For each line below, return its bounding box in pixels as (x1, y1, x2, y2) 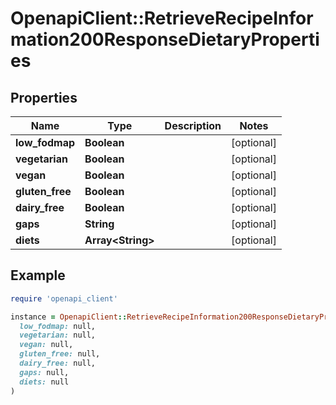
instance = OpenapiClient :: (10, 312, 128, 322)
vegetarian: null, (19, 330, 97, 341)
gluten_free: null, (19, 349, 101, 359)
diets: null (19, 377, 70, 387)
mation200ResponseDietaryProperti (10, 28, 320, 51)
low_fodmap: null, (19, 321, 97, 331)
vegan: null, (19, 340, 74, 350)
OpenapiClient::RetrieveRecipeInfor (10, 7, 314, 30)
